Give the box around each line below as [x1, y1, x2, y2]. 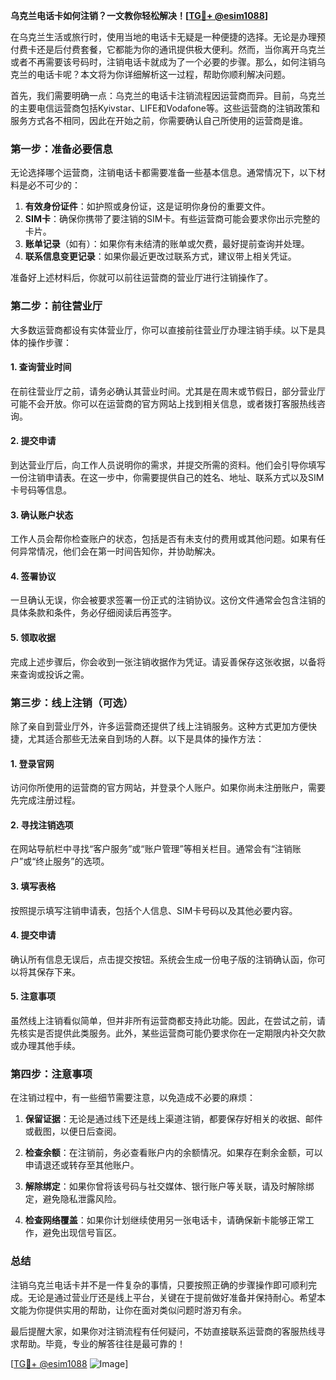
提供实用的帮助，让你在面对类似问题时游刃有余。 [44, 1304, 247, 1316]
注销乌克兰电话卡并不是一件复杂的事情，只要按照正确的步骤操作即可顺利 [10, 1279, 308, 1291]
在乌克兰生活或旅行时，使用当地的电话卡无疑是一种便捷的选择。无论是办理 [10, 31, 317, 43]
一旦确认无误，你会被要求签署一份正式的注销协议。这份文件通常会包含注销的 [10, 594, 326, 606]
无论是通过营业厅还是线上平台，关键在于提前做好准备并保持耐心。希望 [27, 1291, 317, 1303]
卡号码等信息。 [10, 484, 72, 496]
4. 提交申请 [10, 929, 57, 941]
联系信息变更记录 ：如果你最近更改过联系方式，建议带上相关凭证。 [24, 250, 297, 263]
